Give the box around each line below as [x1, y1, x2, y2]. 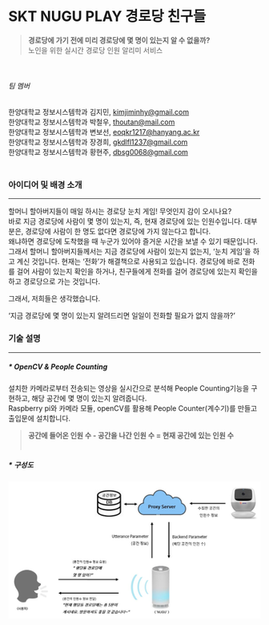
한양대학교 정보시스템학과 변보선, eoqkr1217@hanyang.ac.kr [8, 128, 200, 137]
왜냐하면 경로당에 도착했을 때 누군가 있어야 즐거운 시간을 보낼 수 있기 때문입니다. [8, 237, 259, 246]
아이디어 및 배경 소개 [8, 180, 82, 191]
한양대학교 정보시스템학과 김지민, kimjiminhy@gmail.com [8, 108, 190, 117]
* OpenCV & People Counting [8, 362, 108, 371]
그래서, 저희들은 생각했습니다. [8, 294, 101, 303]
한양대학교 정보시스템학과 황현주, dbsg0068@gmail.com [8, 148, 188, 157]
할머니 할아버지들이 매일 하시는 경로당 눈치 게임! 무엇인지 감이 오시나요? [8, 206, 232, 217]
